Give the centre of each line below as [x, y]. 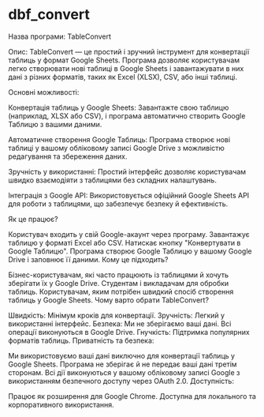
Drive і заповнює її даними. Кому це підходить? [88, 259]
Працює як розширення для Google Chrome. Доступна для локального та [132, 396]
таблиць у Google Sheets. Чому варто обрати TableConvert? [109, 300]
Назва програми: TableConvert [60, 36]
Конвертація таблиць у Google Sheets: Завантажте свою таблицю [119, 107]
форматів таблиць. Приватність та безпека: [81, 340]
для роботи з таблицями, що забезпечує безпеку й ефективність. [118, 204]
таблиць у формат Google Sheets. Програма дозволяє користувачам [124, 60]
